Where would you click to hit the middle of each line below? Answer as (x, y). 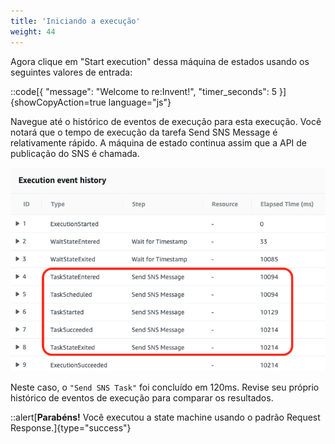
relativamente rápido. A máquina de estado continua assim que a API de (159, 142)
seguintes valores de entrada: (71, 72)
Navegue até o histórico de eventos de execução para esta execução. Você (166, 121)
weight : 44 (33, 31)
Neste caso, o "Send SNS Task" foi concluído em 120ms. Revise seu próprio (165, 387)
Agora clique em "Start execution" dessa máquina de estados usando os (160, 61)
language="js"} (140, 102)
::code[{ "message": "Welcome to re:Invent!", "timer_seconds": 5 (144, 91)
